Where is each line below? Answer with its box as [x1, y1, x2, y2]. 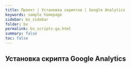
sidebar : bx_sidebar [5, 17, 49, 22]
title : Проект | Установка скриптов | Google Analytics [5, 7, 125, 13]
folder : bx [5, 21, 28, 27]
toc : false [5, 36, 28, 41]
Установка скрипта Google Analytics [5, 54, 126, 63]
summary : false [5, 31, 37, 36]
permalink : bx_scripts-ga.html [5, 26, 71, 31]
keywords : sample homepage [5, 12, 62, 17]
